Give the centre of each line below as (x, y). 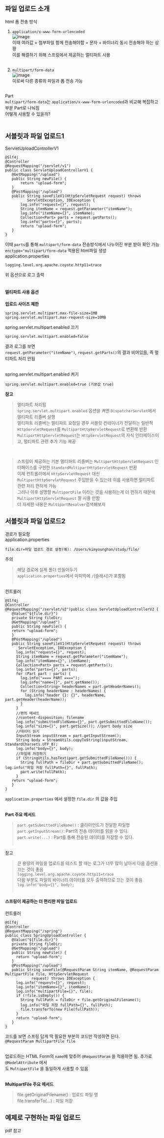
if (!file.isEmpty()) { (40, 996)
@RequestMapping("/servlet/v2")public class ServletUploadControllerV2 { (82, 609)
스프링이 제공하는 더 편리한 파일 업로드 (41, 901)
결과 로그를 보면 (20, 346)
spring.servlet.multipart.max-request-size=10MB (56, 317)
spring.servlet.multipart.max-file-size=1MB (51, 313)
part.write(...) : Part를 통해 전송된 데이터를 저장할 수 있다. (75, 837)
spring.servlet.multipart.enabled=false (47, 336)
